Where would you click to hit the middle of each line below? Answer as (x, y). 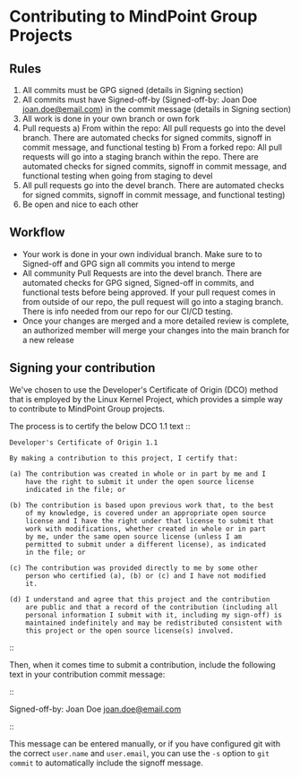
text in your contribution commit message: (87, 674)
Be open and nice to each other (80, 204)
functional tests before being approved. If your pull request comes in (149, 292)
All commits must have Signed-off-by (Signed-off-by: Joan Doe (140, 99)
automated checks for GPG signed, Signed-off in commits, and (138, 282)
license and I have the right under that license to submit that (150, 521)
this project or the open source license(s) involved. (130, 630)
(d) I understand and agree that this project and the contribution (140, 599)
